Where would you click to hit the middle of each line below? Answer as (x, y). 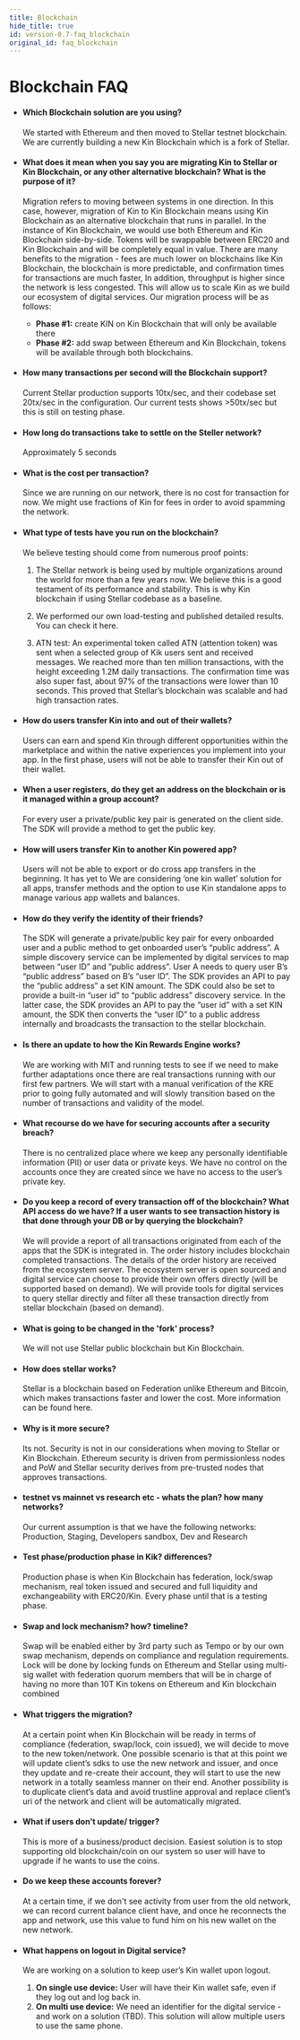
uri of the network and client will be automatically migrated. (132, 1801)
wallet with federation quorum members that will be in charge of (154, 1675)
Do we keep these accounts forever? (92, 1881)
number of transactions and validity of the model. (113, 1103)
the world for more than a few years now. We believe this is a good (159, 579)
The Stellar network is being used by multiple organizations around (159, 570)
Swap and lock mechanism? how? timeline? (105, 1626)
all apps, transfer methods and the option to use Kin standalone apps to (154, 889)
